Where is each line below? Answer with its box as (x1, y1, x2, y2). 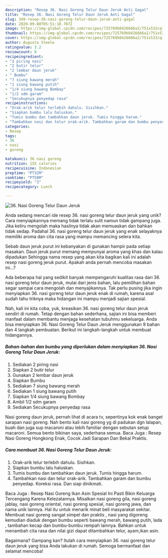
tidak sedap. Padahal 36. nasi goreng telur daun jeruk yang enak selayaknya (5, 228, 162, 234)
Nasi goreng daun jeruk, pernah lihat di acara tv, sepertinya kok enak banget (5, 413, 163, 420)
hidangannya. (5, 332, 33, 338)
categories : (5, 124, 30, 129)
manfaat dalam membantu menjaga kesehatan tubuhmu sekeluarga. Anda (5, 316, 157, 322)
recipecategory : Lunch (5, 184, 52, 190)
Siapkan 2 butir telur (12, 367, 54, 373)
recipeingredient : (5, 54, 43, 59)
